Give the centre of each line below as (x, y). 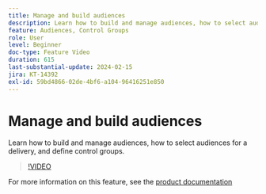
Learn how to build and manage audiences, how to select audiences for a (128, 143)
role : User (26, 38)
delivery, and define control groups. (66, 151)
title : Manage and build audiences (67, 15)
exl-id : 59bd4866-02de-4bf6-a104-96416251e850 (86, 82)
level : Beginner (35, 45)
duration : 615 (32, 60)
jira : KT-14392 (33, 74)
